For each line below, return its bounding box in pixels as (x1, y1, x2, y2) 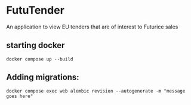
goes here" (6, 93, 33, 99)
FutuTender (6, 4, 64, 17)
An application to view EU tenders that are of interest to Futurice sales (6, 23, 178, 30)
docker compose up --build (6, 56, 73, 62)
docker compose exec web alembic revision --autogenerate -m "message (6, 88, 186, 94)
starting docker (6, 40, 65, 50)
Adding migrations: (6, 72, 79, 82)
